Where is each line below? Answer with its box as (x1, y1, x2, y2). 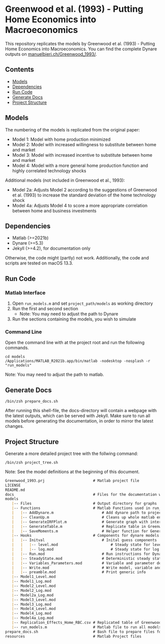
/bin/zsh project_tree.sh (5, 460, 58, 465)
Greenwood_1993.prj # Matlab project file (5, 478, 139, 483)
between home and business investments (12, 208, 97, 214)
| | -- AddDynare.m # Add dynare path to (11, 511, 146, 515)
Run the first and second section (12, 306, 79, 312)
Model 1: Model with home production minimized (12, 136, 111, 142)
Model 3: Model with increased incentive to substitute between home (12, 152, 153, 158)
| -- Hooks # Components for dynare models (11, 533, 160, 538)
